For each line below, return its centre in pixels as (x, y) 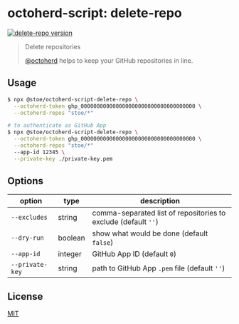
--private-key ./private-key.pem (63, 158)
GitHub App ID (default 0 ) (134, 254)
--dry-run (27, 238)
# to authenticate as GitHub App (57, 126)
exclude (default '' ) (125, 222)
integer (70, 254)
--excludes (29, 218)
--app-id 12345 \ (39, 152)
